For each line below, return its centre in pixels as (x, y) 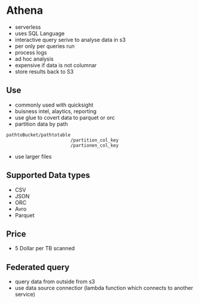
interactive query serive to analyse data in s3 (70, 40)
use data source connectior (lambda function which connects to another (104, 288)
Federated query (38, 267)
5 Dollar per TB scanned (45, 249)
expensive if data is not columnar (56, 65)
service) (25, 295)
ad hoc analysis (34, 59)
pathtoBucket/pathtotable (38, 135)
